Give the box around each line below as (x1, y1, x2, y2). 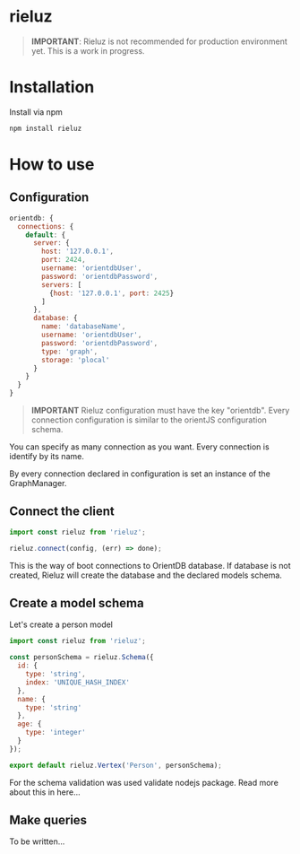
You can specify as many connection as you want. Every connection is (9, 441, 270, 452)
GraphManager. (9, 478, 67, 488)
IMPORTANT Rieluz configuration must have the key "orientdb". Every (30, 405, 290, 415)
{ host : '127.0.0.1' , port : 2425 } (48, 289, 175, 298)
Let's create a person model (9, 619, 114, 630)
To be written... (9, 836, 65, 847)
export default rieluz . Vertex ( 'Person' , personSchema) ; (9, 761, 222, 770)
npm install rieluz (9, 124, 82, 133)
